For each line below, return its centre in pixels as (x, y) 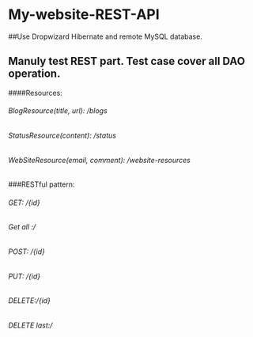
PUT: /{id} (25, 276)
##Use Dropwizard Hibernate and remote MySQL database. (106, 36)
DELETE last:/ (30, 325)
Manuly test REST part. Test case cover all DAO (126, 61)
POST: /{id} (26, 252)
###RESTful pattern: (42, 184)
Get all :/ (22, 227)
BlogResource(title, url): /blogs (58, 111)
